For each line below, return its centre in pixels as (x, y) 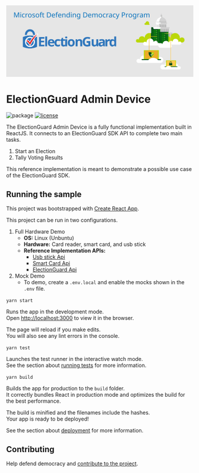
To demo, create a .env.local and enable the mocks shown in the (104, 282)
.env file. (34, 289)
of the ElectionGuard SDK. (38, 176)
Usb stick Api (49, 257)
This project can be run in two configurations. (62, 220)
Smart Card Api (51, 263)
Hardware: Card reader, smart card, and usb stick (85, 244)
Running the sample (44, 194)
